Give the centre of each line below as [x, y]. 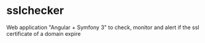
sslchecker [35, 11]
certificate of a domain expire [44, 33]
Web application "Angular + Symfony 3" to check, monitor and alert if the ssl [103, 27]
